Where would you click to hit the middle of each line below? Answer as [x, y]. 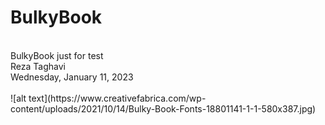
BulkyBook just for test [57, 55]
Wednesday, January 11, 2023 [72, 77]
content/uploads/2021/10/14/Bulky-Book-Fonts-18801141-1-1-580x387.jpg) [163, 108]
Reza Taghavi [38, 66]
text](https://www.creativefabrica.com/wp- [117, 98]
